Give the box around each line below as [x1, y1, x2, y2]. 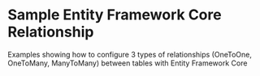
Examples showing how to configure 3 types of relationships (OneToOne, [7, 49, 253, 59]
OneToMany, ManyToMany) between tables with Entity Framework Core [7, 58, 248, 68]
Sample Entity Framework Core [7, 6, 222, 24]
